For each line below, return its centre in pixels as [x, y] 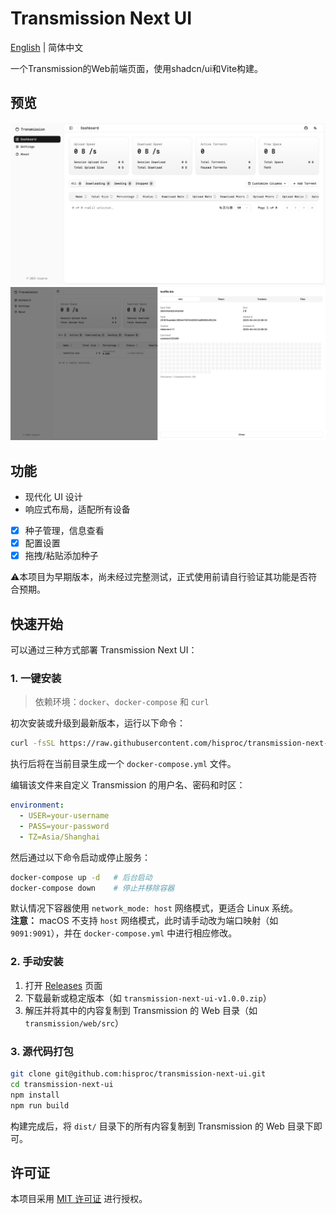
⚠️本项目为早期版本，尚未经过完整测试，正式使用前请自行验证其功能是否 [159, 577]
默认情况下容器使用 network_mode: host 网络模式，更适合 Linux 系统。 [154, 908]
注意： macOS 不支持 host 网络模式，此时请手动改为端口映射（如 [144, 921]
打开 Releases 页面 [63, 985]
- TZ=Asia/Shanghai [60, 837]
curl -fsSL [33, 743]
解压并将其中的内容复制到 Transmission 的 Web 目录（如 [141, 1010]
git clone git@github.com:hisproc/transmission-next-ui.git [138, 1074]
